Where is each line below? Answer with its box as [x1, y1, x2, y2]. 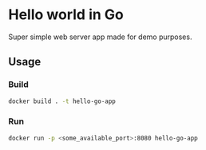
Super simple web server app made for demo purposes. [8, 32, 192, 41]
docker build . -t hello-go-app [8, 97, 116, 105]
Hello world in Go [8, 6, 124, 24]
